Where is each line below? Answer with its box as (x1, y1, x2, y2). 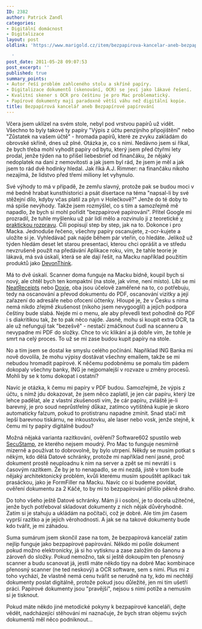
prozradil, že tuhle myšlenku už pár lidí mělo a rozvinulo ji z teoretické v (6, 215, 183, 222)
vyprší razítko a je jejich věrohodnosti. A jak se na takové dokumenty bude (6, 515, 191, 523)
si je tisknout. (6, 591, 39, 598)
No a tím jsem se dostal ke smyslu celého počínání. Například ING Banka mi (6, 346, 194, 354)
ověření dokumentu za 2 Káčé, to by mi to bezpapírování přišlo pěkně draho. (6, 485, 195, 492)
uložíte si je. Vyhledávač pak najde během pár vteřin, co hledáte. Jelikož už (6, 234, 193, 241)
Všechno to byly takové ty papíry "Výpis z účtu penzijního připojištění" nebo (6, 126, 195, 133)
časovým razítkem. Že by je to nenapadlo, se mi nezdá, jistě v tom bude (6, 465, 184, 473)
